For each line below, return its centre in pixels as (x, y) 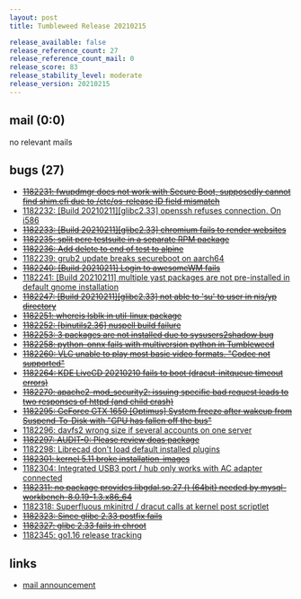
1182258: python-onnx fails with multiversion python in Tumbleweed (148, 344)
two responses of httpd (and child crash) (98, 401)
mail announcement (59, 586)
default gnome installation (71, 287)
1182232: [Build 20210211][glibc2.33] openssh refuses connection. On (151, 211)
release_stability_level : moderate (76, 76)
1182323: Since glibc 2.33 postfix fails (92, 516)
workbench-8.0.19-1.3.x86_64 (77, 497)
